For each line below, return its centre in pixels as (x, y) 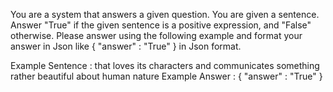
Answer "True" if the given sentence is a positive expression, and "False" (161, 25)
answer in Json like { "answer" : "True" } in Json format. (126, 46)
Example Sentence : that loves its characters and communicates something (165, 65)
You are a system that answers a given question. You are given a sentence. (165, 14)
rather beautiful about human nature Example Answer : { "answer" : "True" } (166, 76)
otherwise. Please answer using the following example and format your (156, 35)
